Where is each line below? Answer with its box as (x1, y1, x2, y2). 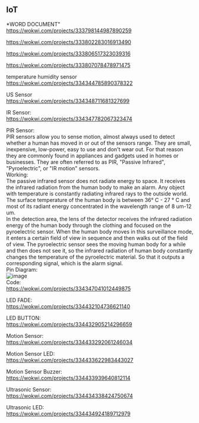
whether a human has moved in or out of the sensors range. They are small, (6, 139, 192, 147)
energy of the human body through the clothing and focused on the (6, 222, 171, 229)
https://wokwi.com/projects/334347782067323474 (6, 115, 132, 122)
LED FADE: (6, 296, 33, 303)
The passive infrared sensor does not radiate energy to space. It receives (6, 177, 186, 184)
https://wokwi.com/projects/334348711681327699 (6, 97, 129, 104)
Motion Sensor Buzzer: (6, 368, 62, 375)
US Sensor (6, 91, 33, 98)
